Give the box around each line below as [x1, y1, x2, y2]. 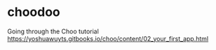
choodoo [7, 4, 61, 20]
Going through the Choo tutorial [7, 27, 100, 35]
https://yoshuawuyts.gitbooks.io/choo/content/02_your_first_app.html [7, 34, 209, 42]
